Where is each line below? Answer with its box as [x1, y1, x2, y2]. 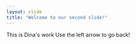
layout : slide [6, 8, 43, 15]
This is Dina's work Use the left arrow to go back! [6, 31, 131, 38]
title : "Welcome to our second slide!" [6, 14, 108, 20]
